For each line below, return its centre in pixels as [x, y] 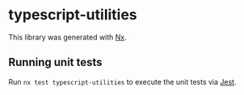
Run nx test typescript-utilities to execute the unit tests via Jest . [122, 81]
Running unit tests [55, 62]
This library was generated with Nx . [67, 37]
